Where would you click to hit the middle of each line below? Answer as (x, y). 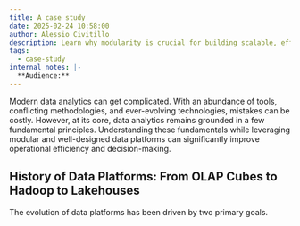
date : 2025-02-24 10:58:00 (59, 26)
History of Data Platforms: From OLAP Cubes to (144, 176)
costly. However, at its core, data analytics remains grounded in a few (137, 120)
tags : (19, 51)
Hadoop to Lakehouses (75, 191)
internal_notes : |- (46, 68)
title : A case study (48, 17)
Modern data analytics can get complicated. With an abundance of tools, (143, 101)
